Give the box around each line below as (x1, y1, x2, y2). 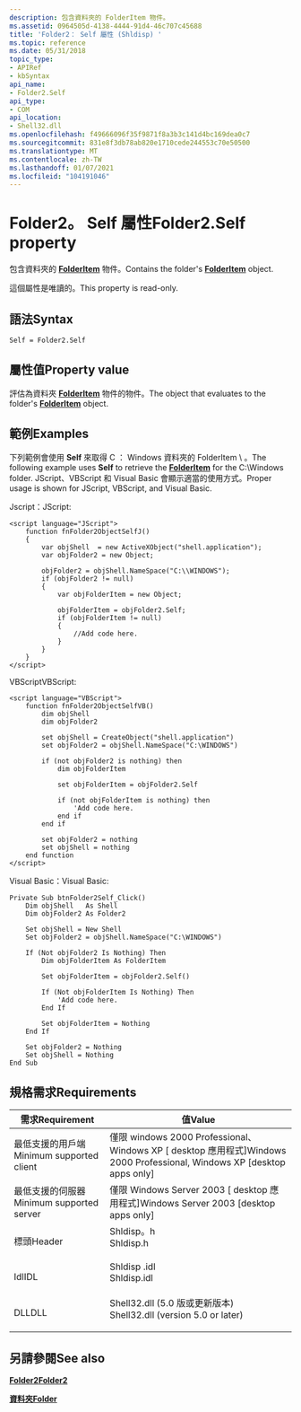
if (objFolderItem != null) (56, 613, 163, 622)
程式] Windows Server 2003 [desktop (118, 1197, 276, 1210)
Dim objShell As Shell (25, 901, 118, 910)
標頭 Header (13, 1235, 64, 1248)
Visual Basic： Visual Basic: (9, 875, 109, 886)
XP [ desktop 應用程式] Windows (150, 1145, 287, 1157)
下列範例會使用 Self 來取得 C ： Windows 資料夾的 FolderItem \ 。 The (9, 452, 267, 462)
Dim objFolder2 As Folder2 (25, 908, 126, 918)
